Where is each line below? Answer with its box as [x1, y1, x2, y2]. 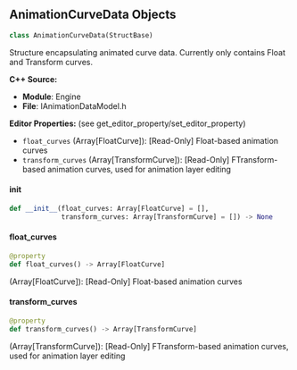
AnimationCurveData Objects [9, 7, 177, 22]
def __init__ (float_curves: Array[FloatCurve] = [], [9, 204, 210, 213]
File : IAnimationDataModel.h [21, 100, 127, 111]
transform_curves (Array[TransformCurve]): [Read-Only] [21, 154, 230, 164]
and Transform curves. [9, 56, 94, 67]
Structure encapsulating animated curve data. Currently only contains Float [9, 46, 285, 57]
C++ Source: [9, 73, 58, 84]
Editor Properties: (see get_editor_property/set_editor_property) [9, 118, 247, 129]
